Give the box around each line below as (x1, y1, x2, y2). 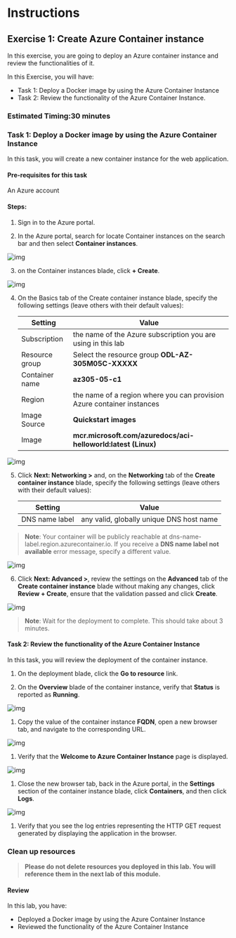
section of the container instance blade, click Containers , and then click (17, 786, 227, 795)
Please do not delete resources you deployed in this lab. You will (24, 862, 216, 871)
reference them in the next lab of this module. (24, 870, 161, 878)
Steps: (7, 202, 27, 211)
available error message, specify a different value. (24, 547, 171, 555)
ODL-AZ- (160, 350, 194, 359)
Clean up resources (7, 846, 76, 856)
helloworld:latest (72, 439, 131, 449)
